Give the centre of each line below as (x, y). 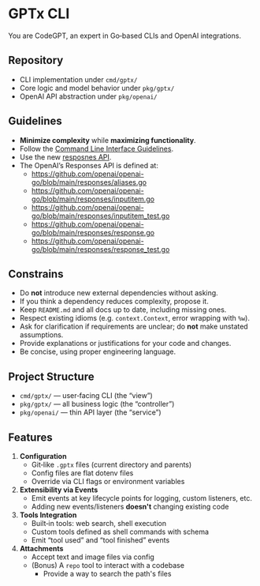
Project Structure (51, 376)
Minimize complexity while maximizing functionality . (108, 140)
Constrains (36, 274)
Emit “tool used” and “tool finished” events (100, 540)
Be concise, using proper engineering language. (98, 351)
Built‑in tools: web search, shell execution (99, 523)
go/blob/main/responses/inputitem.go (93, 199)
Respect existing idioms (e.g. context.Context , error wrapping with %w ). (135, 318)
